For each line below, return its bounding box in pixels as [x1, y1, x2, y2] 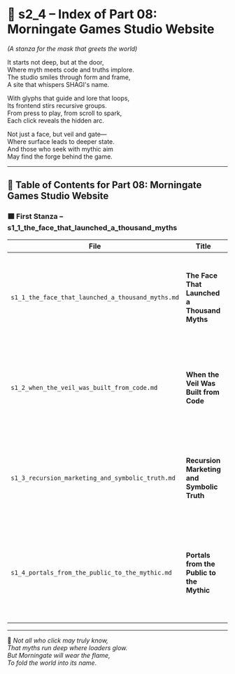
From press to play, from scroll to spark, [7, 109, 122, 117]
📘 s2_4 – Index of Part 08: [7, 6, 157, 22]
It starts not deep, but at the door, [7, 58, 104, 66]
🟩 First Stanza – [7, 212, 64, 222]
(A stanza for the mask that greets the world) [7, 44, 138, 53]
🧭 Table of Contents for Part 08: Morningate [7, 179, 202, 191]
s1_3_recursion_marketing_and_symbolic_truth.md [10, 473, 176, 482]
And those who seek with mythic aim [7, 144, 114, 153]
